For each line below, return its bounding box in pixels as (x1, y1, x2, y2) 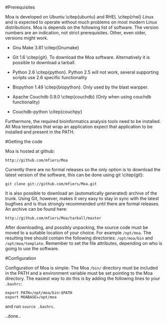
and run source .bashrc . (5, 304, 55, 309)
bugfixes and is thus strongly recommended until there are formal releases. (5, 201, 160, 207)
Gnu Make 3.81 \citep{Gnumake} (12, 45, 80, 50)
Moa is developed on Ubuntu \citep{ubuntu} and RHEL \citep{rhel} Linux (5, 14, 154, 19)
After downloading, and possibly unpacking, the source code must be (5, 224, 149, 230)
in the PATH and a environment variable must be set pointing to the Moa (5, 270, 153, 276)
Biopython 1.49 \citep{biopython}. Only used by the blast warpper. (12, 84, 149, 90)
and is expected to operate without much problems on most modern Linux (5, 19, 158, 25)
